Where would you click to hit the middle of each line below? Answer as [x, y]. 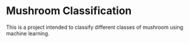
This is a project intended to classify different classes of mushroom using [95, 27]
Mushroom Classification [69, 11]
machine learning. [28, 33]
